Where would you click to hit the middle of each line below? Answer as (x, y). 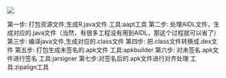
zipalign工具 (32, 67)
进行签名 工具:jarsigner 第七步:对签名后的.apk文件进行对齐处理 (101, 58)
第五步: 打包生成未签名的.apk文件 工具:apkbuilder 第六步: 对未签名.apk (114, 50)
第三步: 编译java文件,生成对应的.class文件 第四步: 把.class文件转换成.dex (109, 41)
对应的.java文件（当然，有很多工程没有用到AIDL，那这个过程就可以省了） (116, 33)
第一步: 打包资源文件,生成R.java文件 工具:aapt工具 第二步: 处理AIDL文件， (110, 24)
